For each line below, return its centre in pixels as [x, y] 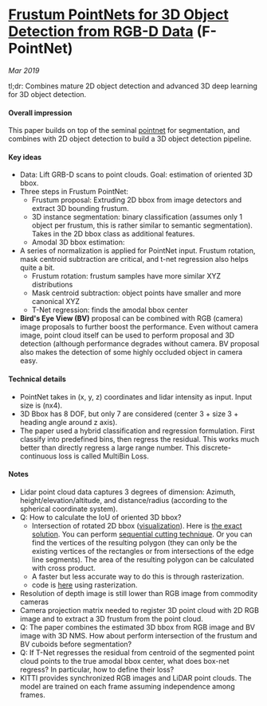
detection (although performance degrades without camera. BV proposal [139, 344]
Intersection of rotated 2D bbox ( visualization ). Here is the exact [137, 525]
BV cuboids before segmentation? [76, 644]
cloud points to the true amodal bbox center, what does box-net [124, 661]
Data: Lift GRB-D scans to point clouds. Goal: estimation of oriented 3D [136, 175]
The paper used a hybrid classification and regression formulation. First [137, 431]
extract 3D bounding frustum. [80, 209]
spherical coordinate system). [69, 509]
